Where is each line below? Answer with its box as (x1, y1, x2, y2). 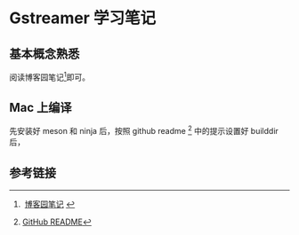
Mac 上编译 (9, 100, 73, 115)
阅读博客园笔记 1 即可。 (9, 70, 91, 82)
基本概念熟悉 (9, 46, 80, 61)
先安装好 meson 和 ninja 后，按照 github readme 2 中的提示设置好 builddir (9, 124, 279, 137)
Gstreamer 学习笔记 (9, 8, 157, 28)
